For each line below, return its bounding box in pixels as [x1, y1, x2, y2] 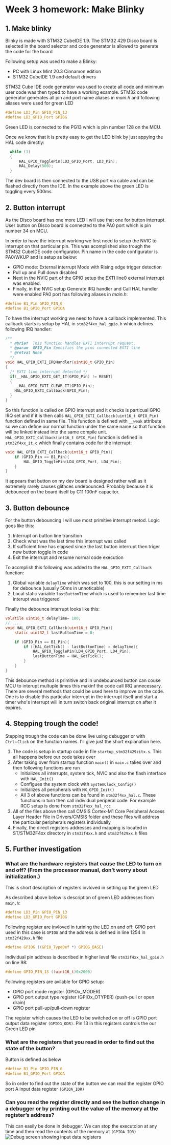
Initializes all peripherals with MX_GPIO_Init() [20, 786, 115, 793]
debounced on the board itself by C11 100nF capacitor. [5, 489, 120, 495]
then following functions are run [12, 764, 80, 771]
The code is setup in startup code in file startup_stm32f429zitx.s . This [12, 748, 162, 754]
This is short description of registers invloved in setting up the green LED [5, 885, 159, 891]
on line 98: [5, 959, 28, 965]
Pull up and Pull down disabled [12, 269, 78, 275]
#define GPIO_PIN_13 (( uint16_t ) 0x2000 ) [5, 969, 93, 974]
